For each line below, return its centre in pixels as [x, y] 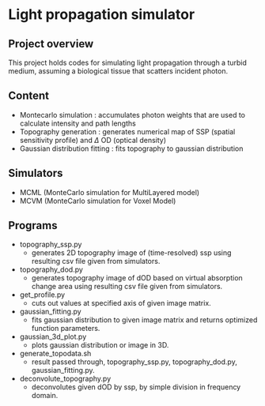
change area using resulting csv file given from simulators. [127, 287]
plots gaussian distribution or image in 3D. [100, 345]
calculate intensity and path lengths [78, 123]
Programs [33, 226]
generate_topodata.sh [55, 354]
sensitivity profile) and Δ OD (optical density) [93, 140]
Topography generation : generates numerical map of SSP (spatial [127, 131]
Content [29, 96]
